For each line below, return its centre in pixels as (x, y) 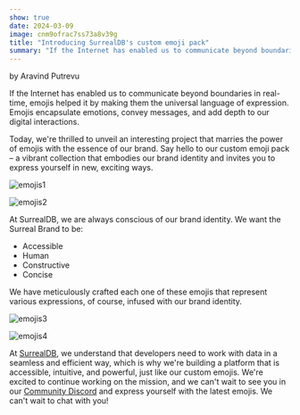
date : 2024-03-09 (42, 26)
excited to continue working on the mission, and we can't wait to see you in (148, 382)
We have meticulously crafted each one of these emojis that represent (138, 292)
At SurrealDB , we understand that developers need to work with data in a (144, 353)
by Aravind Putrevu (45, 76)
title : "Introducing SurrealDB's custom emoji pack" (109, 42)
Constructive (46, 265)
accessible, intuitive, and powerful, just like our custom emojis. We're (136, 372)
